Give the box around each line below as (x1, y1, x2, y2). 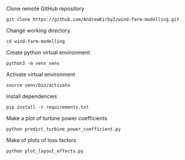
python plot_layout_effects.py (6, 148, 84, 154)
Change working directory (6, 27, 70, 34)
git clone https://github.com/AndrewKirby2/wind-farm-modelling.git (6, 17, 180, 23)
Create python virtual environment (6, 49, 90, 56)
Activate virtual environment (6, 71, 76, 78)
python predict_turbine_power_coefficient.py (6, 126, 121, 132)
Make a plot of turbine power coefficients (6, 115, 108, 121)
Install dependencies (6, 93, 58, 100)
